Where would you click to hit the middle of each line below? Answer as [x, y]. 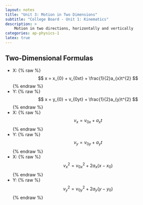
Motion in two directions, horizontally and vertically [74, 29]
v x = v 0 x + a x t [88, 121]
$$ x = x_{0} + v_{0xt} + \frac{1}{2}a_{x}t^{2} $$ [88, 78]
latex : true [18, 38]
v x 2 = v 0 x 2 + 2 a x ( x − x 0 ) [88, 166]
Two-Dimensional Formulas [49, 58]
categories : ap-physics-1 [32, 33]
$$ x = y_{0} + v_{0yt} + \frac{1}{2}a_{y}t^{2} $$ [88, 99]
